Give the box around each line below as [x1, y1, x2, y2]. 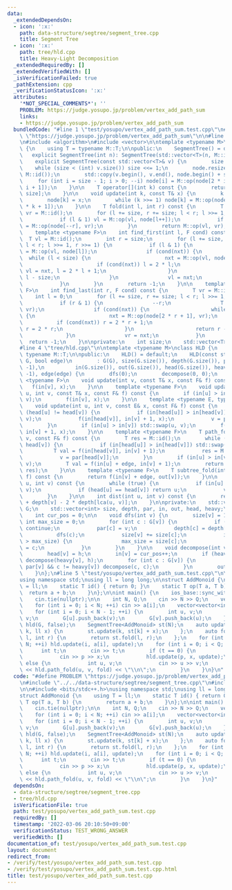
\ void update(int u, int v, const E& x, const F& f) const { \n [19, 403, 217, 410]
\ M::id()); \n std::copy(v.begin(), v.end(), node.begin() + [19, 171, 221, 178]
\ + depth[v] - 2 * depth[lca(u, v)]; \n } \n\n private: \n [19, 499, 196, 506]
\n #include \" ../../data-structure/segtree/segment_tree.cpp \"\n [19, 679, 212, 686]
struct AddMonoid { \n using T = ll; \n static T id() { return [19, 692, 221, 699]
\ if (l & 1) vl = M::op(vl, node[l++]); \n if [19, 216, 224, 223]
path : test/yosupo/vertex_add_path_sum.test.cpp [13, 808, 156, 815]
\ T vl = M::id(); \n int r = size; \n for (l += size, [19, 235, 224, 242]
